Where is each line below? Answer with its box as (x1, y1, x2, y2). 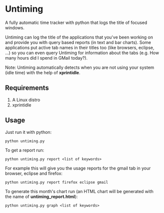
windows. (5, 24, 24, 30)
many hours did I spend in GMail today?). (5, 55, 88, 61)
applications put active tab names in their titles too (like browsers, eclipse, (5, 44, 155, 50)
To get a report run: (5, 147, 45, 153)
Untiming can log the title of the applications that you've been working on (5, 34, 153, 40)
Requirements (5, 84, 49, 92)
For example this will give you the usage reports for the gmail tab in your (5, 165, 151, 171)
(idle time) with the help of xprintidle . (5, 69, 81, 75)
